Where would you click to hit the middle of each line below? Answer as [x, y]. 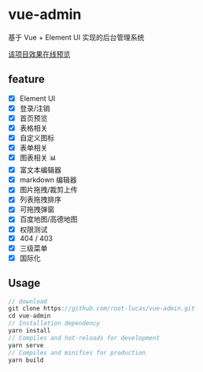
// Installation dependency [54, 324]
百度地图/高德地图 [48, 219]
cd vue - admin [30, 316]
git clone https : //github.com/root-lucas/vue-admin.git [101, 309]
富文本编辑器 [40, 170]
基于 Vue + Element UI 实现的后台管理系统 [76, 37]
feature [27, 79]
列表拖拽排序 [40, 199]
